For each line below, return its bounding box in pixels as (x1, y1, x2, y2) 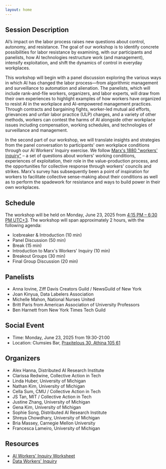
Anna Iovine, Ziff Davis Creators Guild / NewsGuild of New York (12, 286, 142, 292)
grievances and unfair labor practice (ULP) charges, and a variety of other (5, 112, 157, 117)
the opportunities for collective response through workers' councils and (5, 163, 152, 169)
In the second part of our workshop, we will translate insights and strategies (5, 137, 160, 143)
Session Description (5, 26, 69, 34)
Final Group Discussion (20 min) (12, 258, 78, 264)
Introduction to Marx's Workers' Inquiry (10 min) (12, 248, 111, 254)
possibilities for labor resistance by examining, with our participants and (5, 49, 152, 55)
